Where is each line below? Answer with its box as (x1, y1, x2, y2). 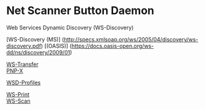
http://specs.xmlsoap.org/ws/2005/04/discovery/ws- (64, 35, 199, 43)
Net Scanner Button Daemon (6, 4, 155, 18)
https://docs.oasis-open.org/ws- (71, 42, 154, 50)
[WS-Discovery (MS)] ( (6, 35, 64, 43)
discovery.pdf (6, 42, 42, 50)
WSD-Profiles (6, 79, 41, 86)
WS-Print (6, 90, 29, 98)
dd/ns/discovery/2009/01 (6, 48, 70, 56)
